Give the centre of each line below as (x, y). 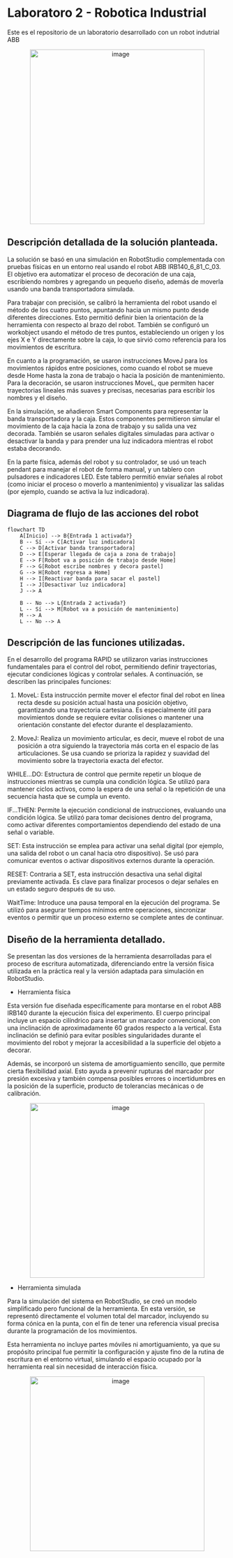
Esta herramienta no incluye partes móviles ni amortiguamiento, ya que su (114, 1345)
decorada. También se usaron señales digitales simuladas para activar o (111, 433)
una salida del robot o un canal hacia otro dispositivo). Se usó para (103, 853)
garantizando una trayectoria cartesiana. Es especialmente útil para (114, 710)
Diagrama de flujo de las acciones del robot (103, 514)
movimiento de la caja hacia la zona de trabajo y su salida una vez (102, 426)
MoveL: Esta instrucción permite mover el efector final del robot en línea (121, 695)
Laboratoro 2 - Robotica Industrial (107, 13)
